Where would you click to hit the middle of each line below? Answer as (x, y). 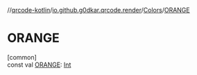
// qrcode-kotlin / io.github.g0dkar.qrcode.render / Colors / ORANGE (98, 10)
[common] (22, 57)
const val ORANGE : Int (39, 65)
